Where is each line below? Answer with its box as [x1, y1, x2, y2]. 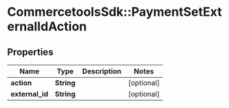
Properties [7, 46, 54, 58]
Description [82, 67, 122, 76]
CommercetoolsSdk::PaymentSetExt [7, 4, 222, 20]
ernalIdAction [7, 19, 88, 34]
